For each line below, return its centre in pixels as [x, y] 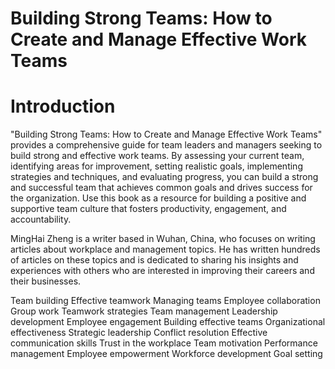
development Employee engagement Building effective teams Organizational [168, 322]
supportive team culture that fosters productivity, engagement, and [148, 209]
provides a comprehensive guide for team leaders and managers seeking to [166, 145]
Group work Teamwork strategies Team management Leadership [144, 311]
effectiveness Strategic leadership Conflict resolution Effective [139, 333]
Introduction [63, 106]
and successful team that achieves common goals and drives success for [161, 188]
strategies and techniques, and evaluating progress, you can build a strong [164, 177]
